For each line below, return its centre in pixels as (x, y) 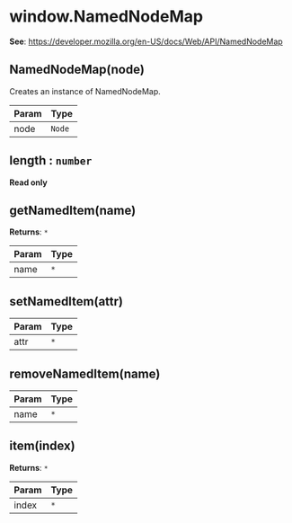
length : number (51, 160)
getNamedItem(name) (73, 210)
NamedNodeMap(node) (77, 70)
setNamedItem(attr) (66, 301)
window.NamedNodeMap (106, 17)
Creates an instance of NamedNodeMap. (85, 91)
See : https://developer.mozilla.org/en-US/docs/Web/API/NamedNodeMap (146, 41)
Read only (28, 182)
